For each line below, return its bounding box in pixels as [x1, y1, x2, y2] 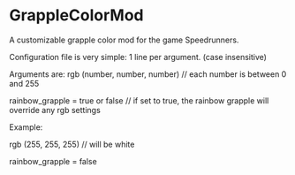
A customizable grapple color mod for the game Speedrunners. [9, 34, 239, 45]
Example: [9, 121, 43, 133]
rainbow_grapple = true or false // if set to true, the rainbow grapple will [9, 95, 269, 106]
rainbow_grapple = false [9, 156, 97, 166]
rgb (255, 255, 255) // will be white [9, 139, 135, 149]
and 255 [9, 78, 40, 88]
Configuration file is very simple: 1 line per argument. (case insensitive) [9, 51, 268, 62]
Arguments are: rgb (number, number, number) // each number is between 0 [9, 68, 287, 80]
